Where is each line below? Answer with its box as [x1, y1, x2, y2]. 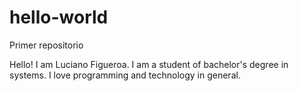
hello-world [9, 6, 109, 29]
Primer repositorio [9, 39, 84, 51]
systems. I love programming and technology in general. [9, 69, 241, 81]
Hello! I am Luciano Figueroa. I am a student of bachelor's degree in [9, 58, 289, 70]
